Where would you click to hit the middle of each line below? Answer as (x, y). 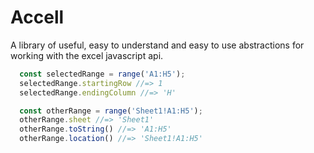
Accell (37, 17)
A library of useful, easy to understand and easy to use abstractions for (157, 45)
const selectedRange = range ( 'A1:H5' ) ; (102, 74)
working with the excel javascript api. (87, 55)
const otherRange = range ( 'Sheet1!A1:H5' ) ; (111, 111)
